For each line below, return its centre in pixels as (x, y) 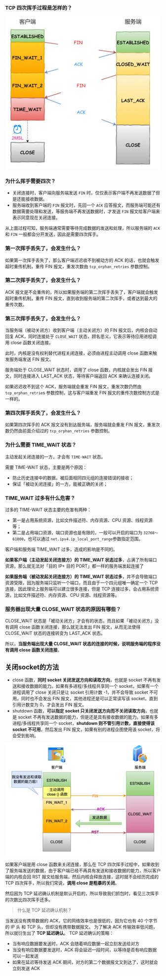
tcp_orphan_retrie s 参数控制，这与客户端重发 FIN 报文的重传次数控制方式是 (82, 393)
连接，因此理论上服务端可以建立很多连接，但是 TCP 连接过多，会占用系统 (80, 589)
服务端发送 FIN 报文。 (31, 360)
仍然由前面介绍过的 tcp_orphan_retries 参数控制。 (61, 431)
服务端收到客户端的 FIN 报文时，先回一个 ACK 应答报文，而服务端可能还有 (86, 205)
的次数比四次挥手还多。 (29, 899)
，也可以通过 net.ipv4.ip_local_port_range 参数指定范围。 (83, 539)
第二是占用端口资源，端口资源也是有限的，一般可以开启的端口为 (77, 533)
